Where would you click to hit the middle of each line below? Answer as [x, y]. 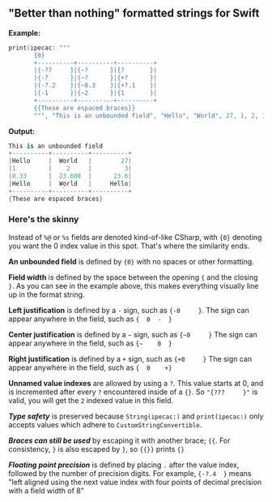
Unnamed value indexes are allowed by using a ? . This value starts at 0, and [136, 383]
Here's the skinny [44, 220]
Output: [21, 131]
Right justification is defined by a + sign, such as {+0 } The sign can [130, 358]
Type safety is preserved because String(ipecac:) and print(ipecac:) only [136, 416]
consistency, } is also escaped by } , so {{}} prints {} [96, 448]
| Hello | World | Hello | [70, 183]
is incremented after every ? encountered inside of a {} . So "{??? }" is [133, 392]
